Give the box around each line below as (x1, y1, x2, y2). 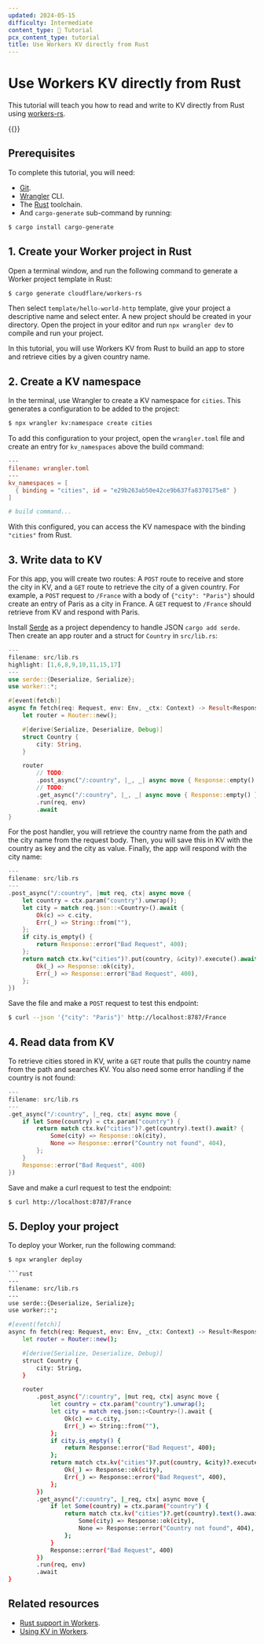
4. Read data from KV (8, 1035, 115, 1049)
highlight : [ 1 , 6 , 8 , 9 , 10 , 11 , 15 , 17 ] (8, 661, 122, 669)
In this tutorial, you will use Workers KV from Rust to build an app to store (8, 343, 245, 354)
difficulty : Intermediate (8, 19, 93, 27)
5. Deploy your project (8, 1220, 119, 1233)
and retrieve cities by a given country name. (8, 352, 151, 361)
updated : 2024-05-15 (8, 11, 76, 20)
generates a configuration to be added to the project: (8, 404, 180, 413)
